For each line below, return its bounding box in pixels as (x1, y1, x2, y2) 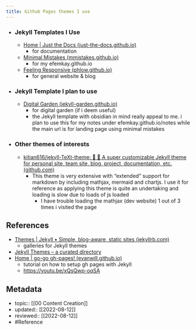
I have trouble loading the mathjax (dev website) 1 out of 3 (40, 197, 181, 204)
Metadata (6, 284, 42, 294)
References (6, 220, 49, 230)
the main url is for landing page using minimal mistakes (32, 126, 165, 133)
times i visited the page (40, 203, 97, 210)
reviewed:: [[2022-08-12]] (14, 312, 78, 319)
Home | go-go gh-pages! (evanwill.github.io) (14, 255, 122, 262)
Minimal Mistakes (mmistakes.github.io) (23, 53, 119, 60)
